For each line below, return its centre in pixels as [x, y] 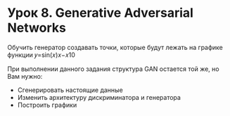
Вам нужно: [25, 76]
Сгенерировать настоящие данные [70, 90]
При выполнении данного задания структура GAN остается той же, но [113, 69]
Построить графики [47, 105]
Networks [37, 28]
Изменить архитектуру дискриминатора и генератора [99, 97]
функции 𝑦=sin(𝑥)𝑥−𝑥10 [41, 55]
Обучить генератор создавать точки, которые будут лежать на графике [115, 47]
